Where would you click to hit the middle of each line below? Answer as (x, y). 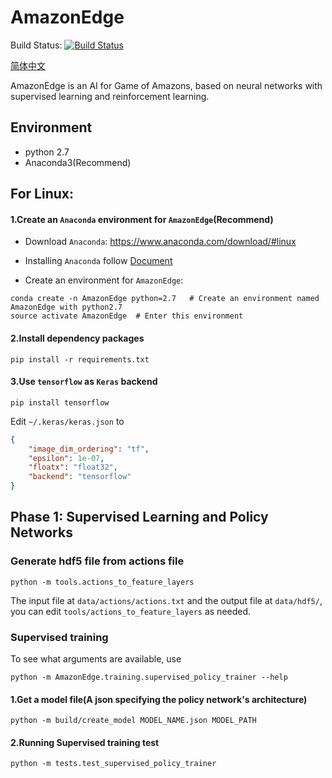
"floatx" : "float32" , (73, 467)
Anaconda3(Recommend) (78, 162)
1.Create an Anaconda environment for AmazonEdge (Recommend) (142, 219)
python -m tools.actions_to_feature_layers (102, 582)
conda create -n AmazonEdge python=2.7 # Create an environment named (165, 299)
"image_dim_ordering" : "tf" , (89, 449)
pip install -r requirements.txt (80, 359)
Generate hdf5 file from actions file (97, 561)
